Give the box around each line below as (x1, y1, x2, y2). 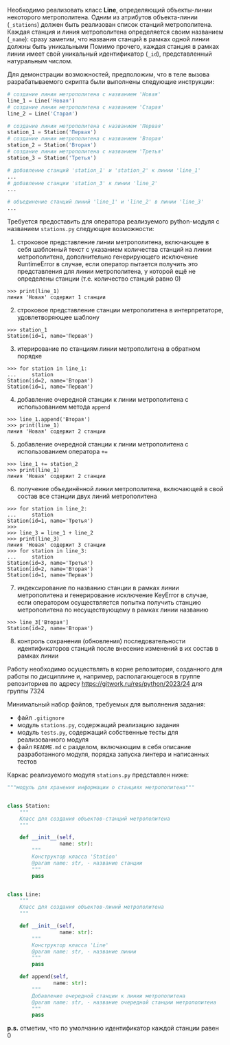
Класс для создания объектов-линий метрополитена (19, 904, 165, 911)
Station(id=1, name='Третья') (7, 517, 94, 524)
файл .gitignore (16, 713, 65, 722)
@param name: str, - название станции (32, 859, 143, 866)
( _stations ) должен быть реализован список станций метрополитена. (7, 21, 213, 28)
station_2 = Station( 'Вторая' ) (7, 142, 97, 149)
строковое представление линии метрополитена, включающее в (16, 238, 209, 246)
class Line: (7, 891, 41, 898)
